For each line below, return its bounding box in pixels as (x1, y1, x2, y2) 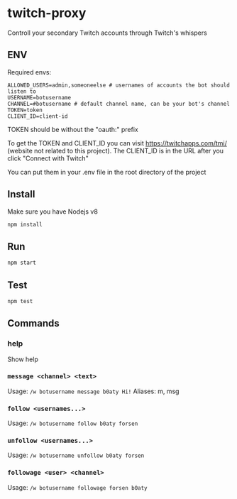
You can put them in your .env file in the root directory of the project (7, 168, 206, 176)
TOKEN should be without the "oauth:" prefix (7, 125, 138, 133)
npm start (7, 259, 37, 267)
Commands (7, 317, 60, 329)
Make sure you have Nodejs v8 (7, 207, 98, 216)
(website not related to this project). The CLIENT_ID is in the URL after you (7, 146, 224, 155)
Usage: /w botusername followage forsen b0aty (7, 483, 148, 491)
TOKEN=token (7, 106, 43, 114)
